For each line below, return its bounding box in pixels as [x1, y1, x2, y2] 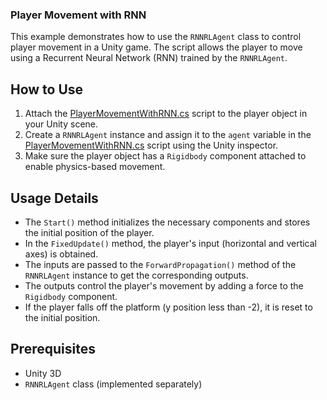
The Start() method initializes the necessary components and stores [24, 216, 311, 228]
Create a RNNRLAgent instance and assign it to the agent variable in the [24, 129, 312, 141]
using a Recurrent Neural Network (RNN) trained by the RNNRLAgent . [10, 52, 288, 64]
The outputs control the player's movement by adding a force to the [24, 279, 304, 292]
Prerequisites [10, 341, 96, 358]
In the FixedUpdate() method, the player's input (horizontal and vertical [24, 237, 317, 249]
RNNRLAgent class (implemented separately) [24, 378, 203, 390]
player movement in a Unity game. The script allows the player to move [10, 41, 303, 53]
